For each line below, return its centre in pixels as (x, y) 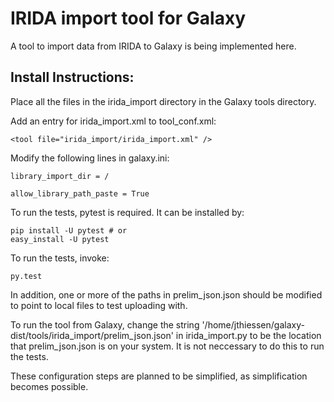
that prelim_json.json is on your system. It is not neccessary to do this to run (167, 346)
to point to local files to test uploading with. (99, 305)
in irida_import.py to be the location (248, 335)
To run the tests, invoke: (60, 258)
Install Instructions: (72, 77)
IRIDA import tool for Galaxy (128, 18)
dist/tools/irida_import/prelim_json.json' (92, 335)
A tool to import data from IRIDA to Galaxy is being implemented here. (153, 46)
